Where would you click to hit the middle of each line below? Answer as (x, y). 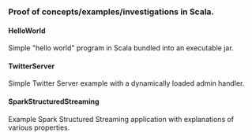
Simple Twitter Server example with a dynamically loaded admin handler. (126, 83)
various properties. (39, 127)
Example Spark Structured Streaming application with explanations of (121, 119)
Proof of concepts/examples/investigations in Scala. (111, 12)
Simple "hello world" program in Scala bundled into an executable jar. (121, 48)
